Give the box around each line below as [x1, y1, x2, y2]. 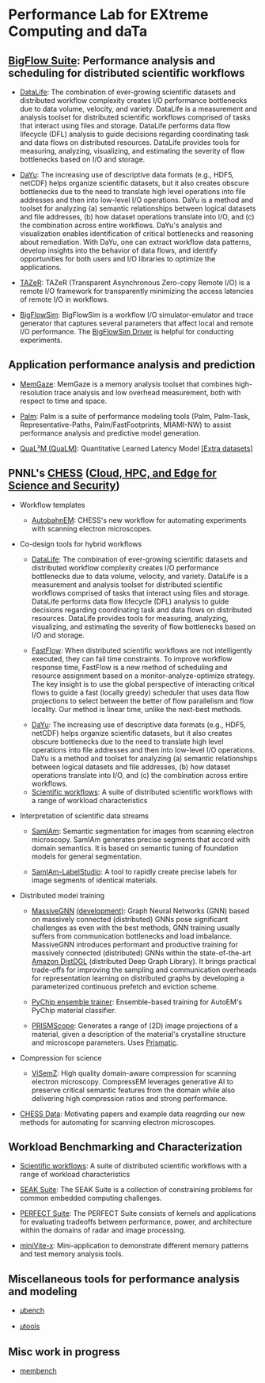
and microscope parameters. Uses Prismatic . [31, 1038, 179, 1047]
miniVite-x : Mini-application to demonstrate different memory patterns [19, 1241, 249, 1251]
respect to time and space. [19, 396, 108, 406]
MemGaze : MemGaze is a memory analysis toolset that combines [19, 379, 233, 389]
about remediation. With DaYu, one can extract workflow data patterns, [19, 238, 252, 246]
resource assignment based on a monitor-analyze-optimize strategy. [31, 671, 256, 680]
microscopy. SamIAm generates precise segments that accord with [31, 834, 251, 844]
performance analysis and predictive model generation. [19, 428, 201, 437]
